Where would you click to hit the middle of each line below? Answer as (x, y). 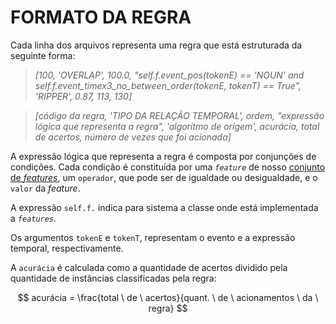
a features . (33, 218)
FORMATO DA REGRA (101, 17)
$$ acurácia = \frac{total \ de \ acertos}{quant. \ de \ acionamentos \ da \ (168, 297)
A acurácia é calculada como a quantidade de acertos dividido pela (149, 267)
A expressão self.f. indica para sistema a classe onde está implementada (164, 207)
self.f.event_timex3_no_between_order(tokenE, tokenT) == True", (168, 85)
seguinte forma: (43, 55)
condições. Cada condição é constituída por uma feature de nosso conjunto (168, 167)
